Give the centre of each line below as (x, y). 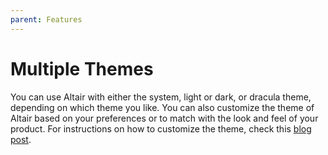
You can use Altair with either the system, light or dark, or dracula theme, (161, 97)
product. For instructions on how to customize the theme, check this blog (161, 128)
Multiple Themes (82, 68)
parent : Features (46, 19)
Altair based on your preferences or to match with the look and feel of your (164, 118)
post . (21, 139)
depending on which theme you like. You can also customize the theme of (162, 107)
